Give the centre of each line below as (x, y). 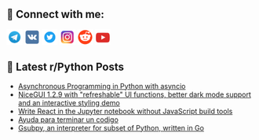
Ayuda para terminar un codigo (68, 120)
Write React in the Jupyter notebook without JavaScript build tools (125, 111)
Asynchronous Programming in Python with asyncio (102, 86)
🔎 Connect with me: (55, 15)
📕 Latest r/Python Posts (66, 67)
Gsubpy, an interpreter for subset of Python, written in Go (111, 127)
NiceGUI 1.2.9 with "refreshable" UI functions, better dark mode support (135, 94)
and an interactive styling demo (69, 102)
